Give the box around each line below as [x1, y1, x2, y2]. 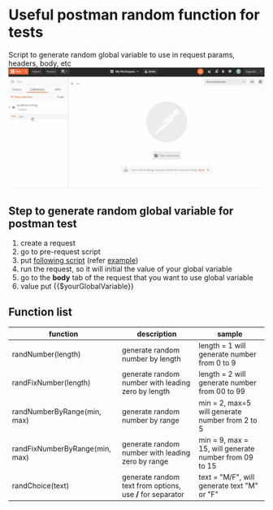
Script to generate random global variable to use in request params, [8, 50, 236, 59]
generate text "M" [198, 481, 258, 491]
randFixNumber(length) [11, 378, 91, 387]
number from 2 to [198, 415, 258, 425]
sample [216, 329, 243, 339]
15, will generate [198, 443, 255, 453]
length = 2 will [198, 370, 246, 379]
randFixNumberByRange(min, [11, 443, 111, 453]
